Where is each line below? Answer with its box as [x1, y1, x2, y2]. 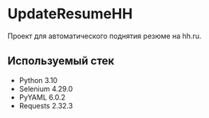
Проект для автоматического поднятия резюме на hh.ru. [7, 31, 202, 41]
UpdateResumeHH [7, 5, 133, 23]
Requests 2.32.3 [18, 100, 73, 110]
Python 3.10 [18, 75, 57, 85]
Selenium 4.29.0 [18, 84, 73, 93]
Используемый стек [7, 54, 115, 68]
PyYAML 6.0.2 [18, 92, 65, 102]
